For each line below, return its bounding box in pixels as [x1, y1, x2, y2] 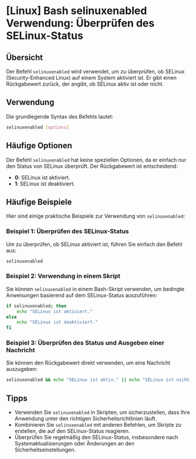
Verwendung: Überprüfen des [6, 16, 155, 30]
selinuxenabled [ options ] [6, 124, 69, 130]
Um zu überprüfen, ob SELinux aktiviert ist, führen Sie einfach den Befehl [6, 241, 183, 248]
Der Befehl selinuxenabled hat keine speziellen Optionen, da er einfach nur [6, 156, 187, 163]
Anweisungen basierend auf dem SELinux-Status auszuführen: [6, 292, 157, 299]
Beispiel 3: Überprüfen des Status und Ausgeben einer [6, 339, 165, 347]
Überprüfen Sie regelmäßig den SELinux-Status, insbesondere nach [14, 434, 178, 441]
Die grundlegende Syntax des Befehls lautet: [6, 113, 114, 120]
